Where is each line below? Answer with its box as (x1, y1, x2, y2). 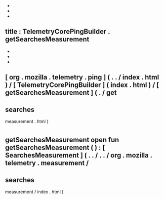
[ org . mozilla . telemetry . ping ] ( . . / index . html (5, 73, 160, 81)
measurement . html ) (5, 119, 49, 124)
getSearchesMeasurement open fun (5, 136, 120, 144)
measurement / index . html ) (5, 189, 64, 195)
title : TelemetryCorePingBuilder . (5, 28, 110, 36)
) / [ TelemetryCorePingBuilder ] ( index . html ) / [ (5, 81, 159, 89)
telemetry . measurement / (5, 159, 89, 167)
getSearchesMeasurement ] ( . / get (5, 88, 117, 97)
